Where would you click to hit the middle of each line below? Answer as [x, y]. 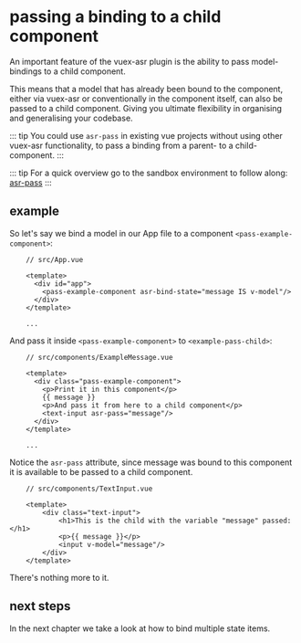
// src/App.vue [55, 259]
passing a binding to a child [115, 17]
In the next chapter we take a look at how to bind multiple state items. [140, 628]
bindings [26, 71]
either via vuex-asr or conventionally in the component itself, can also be [146, 99]
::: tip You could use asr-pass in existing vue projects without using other [146, 135]
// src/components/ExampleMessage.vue [99, 357]
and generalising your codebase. [72, 118]
